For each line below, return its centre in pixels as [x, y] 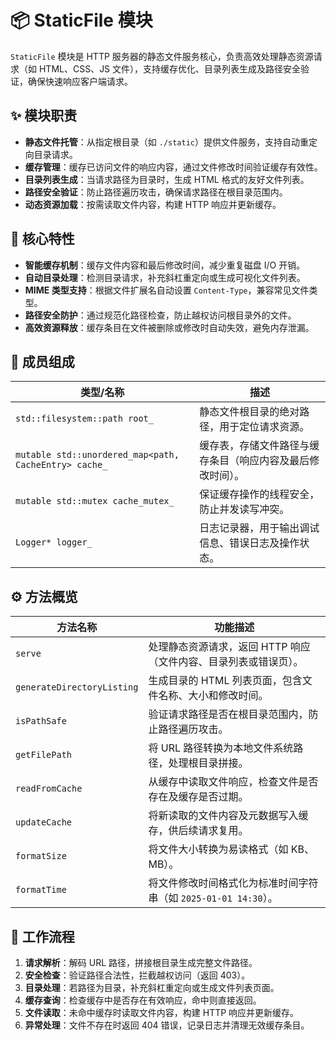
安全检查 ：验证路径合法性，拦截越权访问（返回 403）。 [137, 975]
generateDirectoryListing [77, 687]
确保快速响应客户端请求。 [80, 81]
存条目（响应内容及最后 [254, 461]
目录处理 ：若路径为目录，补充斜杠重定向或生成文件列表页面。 [152, 987]
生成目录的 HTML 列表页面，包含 [225, 681]
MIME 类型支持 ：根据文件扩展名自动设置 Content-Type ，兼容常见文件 [167, 290]
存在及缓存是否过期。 [198, 797]
